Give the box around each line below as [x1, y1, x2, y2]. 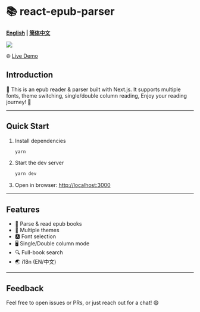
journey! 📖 [6, 98, 32, 105]
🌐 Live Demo [6, 52, 39, 60]
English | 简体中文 [6, 29, 51, 36]
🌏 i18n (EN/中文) [14, 258, 57, 266]
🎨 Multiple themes [14, 227, 60, 234]
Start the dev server [14, 159, 64, 167]
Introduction [6, 70, 54, 80]
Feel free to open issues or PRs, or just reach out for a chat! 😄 [6, 299, 160, 306]
